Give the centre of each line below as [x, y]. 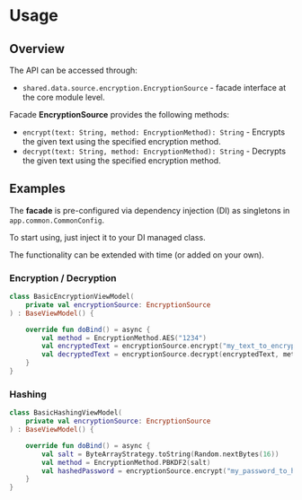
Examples [37, 189]
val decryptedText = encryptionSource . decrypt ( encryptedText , [160, 355]
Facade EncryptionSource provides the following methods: [120, 114]
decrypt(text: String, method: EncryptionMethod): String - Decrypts [154, 151]
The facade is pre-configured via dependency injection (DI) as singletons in [150, 210]
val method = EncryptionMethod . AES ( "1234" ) [124, 338]
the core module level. [63, 97]
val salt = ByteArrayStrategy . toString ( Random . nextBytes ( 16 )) [160, 454]
